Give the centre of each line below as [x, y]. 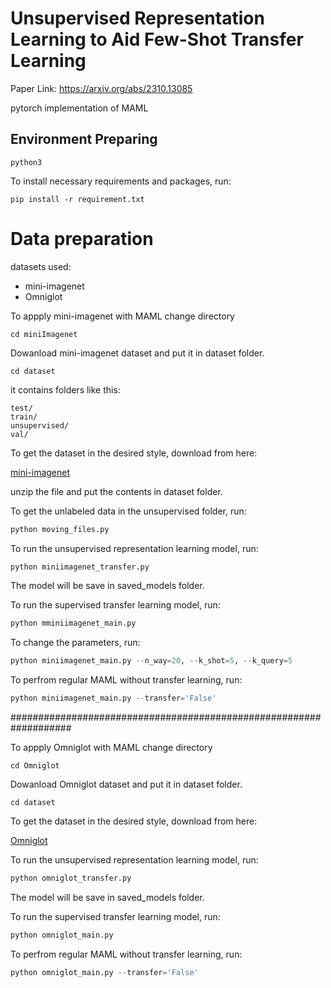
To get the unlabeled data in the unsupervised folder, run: [128, 511]
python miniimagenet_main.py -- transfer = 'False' [113, 698]
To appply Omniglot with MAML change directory [111, 748]
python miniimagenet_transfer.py [80, 567]
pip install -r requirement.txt [77, 199]
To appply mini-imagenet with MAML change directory [122, 316]
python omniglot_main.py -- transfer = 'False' [104, 972]
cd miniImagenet [44, 334]
